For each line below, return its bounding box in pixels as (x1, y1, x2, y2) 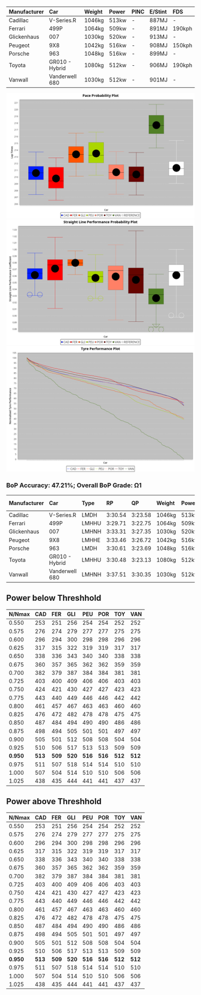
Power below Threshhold (6, 593, 102, 603)
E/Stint (149, 8, 167, 15)
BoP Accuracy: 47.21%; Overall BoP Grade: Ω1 (6, 481, 142, 489)
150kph (172, 41, 193, 48)
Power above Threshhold (6, 796, 102, 807)
